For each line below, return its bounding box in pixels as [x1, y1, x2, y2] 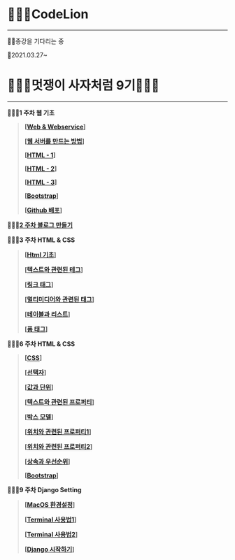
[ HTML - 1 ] [24, 150, 56, 159]
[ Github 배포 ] [24, 206, 63, 214]
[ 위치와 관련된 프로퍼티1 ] [24, 427, 92, 436]
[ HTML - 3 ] [24, 178, 57, 186]
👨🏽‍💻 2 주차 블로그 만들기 [7, 220, 73, 229]
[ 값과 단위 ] [24, 382, 54, 391]
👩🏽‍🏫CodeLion [7, 6, 89, 22]
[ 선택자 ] [24, 368, 47, 376]
